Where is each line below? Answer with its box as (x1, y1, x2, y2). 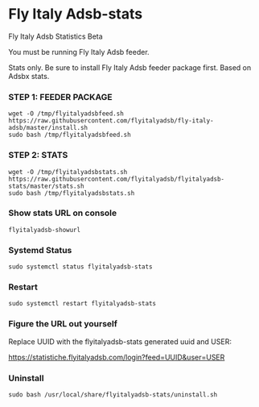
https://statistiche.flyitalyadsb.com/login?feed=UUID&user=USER (8, 352, 225, 362)
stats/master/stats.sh (8, 182, 84, 190)
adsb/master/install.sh (8, 124, 88, 132)
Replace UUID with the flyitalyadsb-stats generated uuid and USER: (8, 336, 232, 347)
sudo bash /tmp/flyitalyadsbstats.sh (8, 189, 135, 197)
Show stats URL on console (8, 207, 117, 218)
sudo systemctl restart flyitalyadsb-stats (8, 300, 157, 308)
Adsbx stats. (8, 71, 50, 81)
